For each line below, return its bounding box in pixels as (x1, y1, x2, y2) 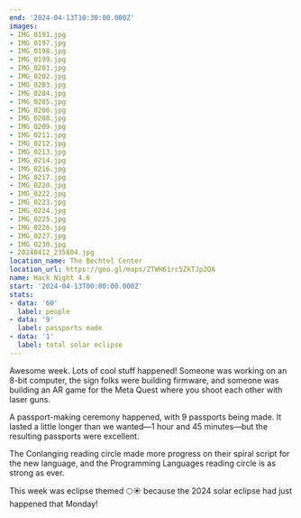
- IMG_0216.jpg (9, 164, 67, 173)
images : (9, 22, 39, 31)
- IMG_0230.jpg (9, 240, 67, 249)
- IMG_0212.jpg (9, 139, 67, 148)
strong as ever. (9, 467, 65, 478)
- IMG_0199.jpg (9, 55, 67, 64)
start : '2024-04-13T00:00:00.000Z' (9, 282, 143, 291)
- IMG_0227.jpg (9, 231, 67, 240)
